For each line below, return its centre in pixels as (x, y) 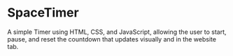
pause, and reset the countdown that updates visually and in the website (112, 39)
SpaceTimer (43, 13)
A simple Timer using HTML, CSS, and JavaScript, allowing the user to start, (117, 32)
